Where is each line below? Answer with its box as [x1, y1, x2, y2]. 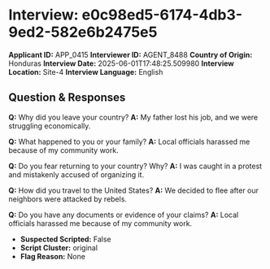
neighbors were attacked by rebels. [8, 193, 128, 204]
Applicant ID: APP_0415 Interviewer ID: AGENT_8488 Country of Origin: [8, 50, 253, 59]
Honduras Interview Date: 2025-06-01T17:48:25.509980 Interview [8, 59, 234, 68]
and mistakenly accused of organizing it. [8, 169, 145, 180]
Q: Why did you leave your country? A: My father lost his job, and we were [8, 112, 259, 122]
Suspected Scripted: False [20, 234, 111, 244]
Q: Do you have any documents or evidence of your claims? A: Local [8, 210, 239, 219]
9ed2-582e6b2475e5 [8, 23, 158, 41]
